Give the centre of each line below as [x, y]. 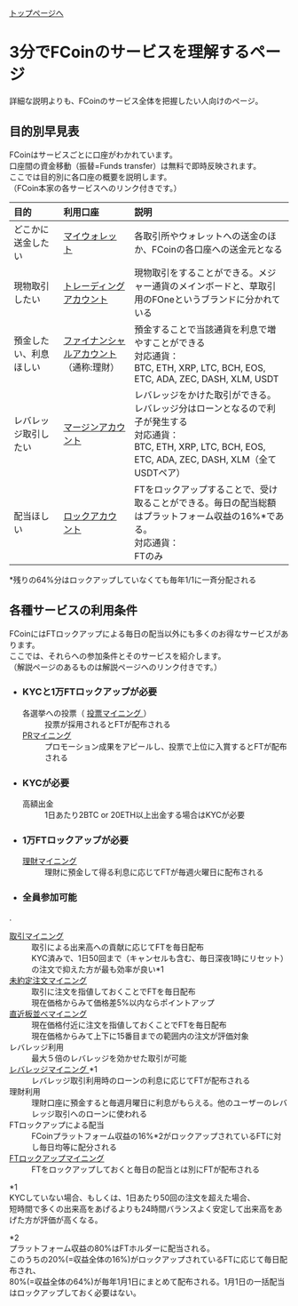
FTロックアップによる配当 [57, 1125]
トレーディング [94, 285]
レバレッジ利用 [36, 1046]
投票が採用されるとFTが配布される [107, 724]
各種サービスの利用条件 [73, 610]
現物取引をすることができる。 [196, 272]
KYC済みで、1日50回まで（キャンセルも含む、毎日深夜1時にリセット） [160, 957]
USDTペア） [160, 472]
